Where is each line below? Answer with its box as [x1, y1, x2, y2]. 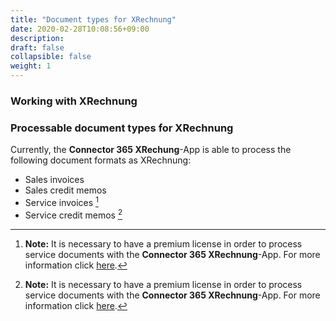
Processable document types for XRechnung [10, 121, 234, 135]
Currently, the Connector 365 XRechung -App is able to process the [10, 144, 292, 156]
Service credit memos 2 [24, 207, 123, 221]
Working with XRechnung [10, 94, 138, 108]
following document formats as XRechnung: [10, 154, 192, 166]
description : [10, 33, 65, 43]
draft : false [10, 42, 65, 53]
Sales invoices [24, 174, 85, 186]
